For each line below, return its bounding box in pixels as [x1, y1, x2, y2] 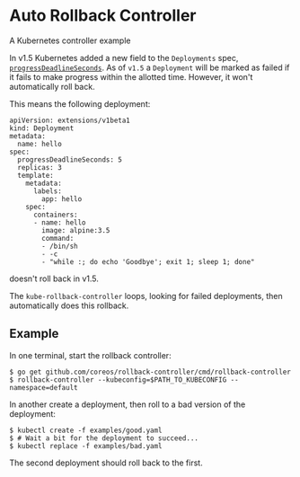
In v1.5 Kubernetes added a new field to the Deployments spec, [9, 52, 239, 63]
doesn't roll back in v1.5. [9, 273, 99, 284]
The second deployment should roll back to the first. [9, 457, 204, 468]
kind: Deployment [9, 123, 75, 133]
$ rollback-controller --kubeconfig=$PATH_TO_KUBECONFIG [9, 375, 227, 384]
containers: [32, 210, 78, 219]
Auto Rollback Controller [9, 5, 197, 26]
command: [41, 234, 75, 243]
